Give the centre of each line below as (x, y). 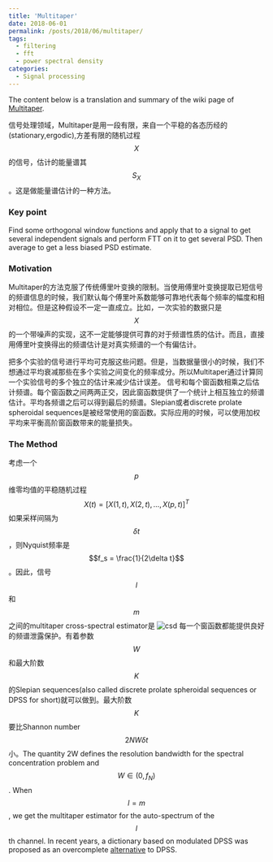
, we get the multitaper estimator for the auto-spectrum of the (112, 815)
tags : (17, 39)
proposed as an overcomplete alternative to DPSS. (93, 849)
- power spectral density (60, 62)
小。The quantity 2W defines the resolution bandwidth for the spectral (126, 753)
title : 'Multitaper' (43, 16)
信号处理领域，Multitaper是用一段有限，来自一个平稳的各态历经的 (118, 125)
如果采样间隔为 (33, 518)
